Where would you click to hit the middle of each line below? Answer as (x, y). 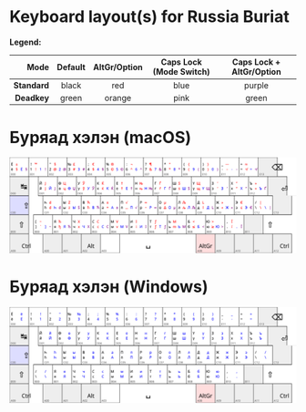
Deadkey (32, 98)
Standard (31, 85)
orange (118, 98)
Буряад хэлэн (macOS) (101, 137)
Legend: (25, 42)
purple (256, 85)
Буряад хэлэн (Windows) (109, 287)
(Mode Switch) (182, 72)
